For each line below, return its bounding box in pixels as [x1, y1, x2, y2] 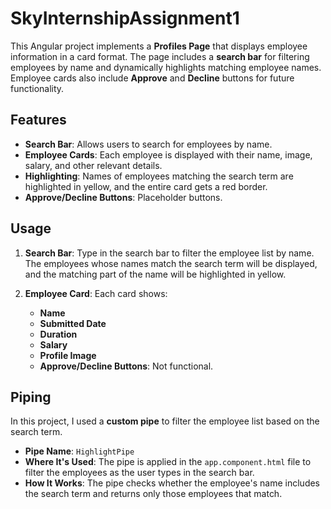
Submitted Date [39, 317, 107, 329]
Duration [39, 328, 78, 340]
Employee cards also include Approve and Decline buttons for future [10, 72, 295, 84]
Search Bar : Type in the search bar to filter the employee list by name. [24, 247, 315, 259]
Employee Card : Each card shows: [24, 287, 168, 299]
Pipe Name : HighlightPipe [24, 445, 135, 457]
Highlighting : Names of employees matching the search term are [24, 170, 294, 182]
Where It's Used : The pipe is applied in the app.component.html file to [24, 456, 312, 468]
